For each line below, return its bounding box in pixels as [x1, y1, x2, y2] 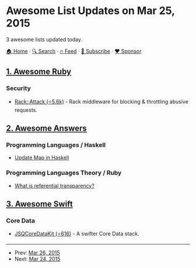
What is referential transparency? [14, 182, 94, 189]
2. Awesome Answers [6, 123, 87, 133]
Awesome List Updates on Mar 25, [6, 4, 175, 18]
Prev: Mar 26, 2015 [14, 249, 60, 256]
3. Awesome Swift [6, 199, 73, 209]
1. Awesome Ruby [6, 67, 72, 77]
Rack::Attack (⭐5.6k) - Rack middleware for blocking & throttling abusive [14, 98, 188, 105]
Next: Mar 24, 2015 [14, 256, 61, 263]
